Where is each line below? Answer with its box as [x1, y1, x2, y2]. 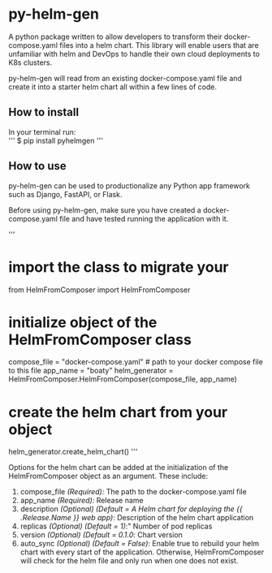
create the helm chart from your [8, 403, 228, 421]
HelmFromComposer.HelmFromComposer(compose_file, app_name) [8, 374, 238, 384]
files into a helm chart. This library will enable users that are [59, 40, 259, 50]
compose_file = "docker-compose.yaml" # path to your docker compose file [8, 357, 264, 367]
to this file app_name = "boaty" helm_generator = [8, 366, 174, 376]
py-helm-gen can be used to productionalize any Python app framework [8, 180, 250, 191]
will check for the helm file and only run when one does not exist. [19, 556, 239, 566]
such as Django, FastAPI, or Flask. [8, 189, 123, 199]
